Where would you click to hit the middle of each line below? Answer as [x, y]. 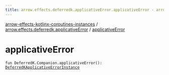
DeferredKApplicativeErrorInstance [43, 67]
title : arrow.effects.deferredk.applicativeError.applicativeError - [80, 10]
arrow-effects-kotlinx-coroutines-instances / [52, 24]
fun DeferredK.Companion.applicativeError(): [54, 63]
